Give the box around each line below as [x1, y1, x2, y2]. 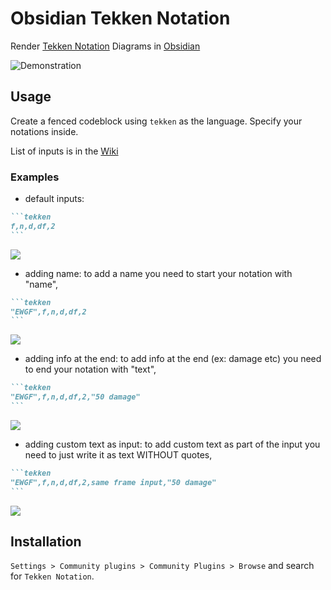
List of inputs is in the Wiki [10, 145, 119, 157]
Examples [10, 170, 60, 184]
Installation [10, 533, 82, 550]
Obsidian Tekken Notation [10, 7, 231, 30]
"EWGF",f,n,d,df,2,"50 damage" [10, 392, 141, 402]
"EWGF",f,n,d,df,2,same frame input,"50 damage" [10, 477, 217, 487]
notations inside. [10, 125, 79, 137]
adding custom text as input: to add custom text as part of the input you [24, 438, 321, 450]
